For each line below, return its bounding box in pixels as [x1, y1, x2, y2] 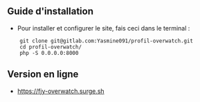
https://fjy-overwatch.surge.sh [17, 87, 105, 95]
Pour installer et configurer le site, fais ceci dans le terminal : [17, 24, 190, 32]
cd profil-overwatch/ [19, 43, 82, 51]
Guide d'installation [7, 6, 94, 17]
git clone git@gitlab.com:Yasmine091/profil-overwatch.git [19, 37, 194, 44]
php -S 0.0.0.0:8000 [19, 49, 79, 56]
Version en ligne [7, 69, 79, 80]
